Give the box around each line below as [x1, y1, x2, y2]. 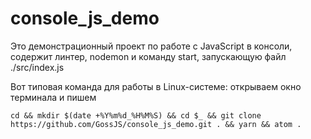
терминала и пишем [10, 91, 97, 103]
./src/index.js [10, 61, 65, 73]
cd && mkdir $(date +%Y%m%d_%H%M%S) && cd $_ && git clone [10, 110, 262, 121]
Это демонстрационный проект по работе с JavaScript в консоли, [10, 40, 293, 52]
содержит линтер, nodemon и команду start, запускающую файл [10, 50, 287, 62]
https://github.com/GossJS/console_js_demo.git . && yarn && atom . [10, 119, 302, 129]
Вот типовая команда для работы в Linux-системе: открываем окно [10, 80, 302, 92]
